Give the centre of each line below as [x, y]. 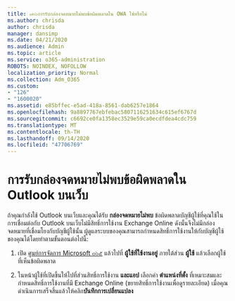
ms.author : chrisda [36, 20]
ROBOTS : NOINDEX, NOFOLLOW [47, 66]
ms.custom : [23, 86]
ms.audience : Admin [36, 47]
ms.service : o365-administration [56, 60]
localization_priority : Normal [53, 73]
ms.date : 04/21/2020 [38, 40]
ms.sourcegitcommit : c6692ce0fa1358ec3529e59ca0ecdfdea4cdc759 [102, 118]
